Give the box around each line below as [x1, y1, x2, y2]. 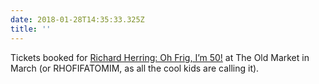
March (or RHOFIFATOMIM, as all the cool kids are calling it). [10, 62, 260, 74]
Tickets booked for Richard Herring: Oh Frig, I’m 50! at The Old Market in [10, 51, 310, 63]
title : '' [10, 24, 52, 34]
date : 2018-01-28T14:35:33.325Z [10, 14, 145, 25]
